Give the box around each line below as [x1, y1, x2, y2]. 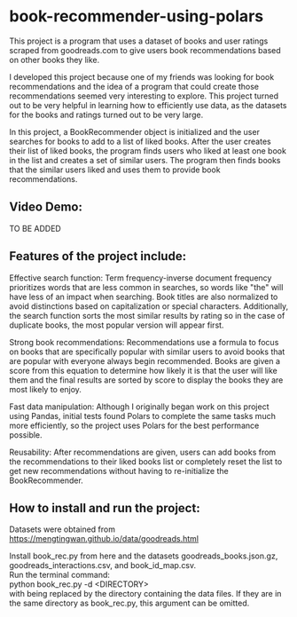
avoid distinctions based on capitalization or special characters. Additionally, [9, 300, 289, 312]
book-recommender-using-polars [9, 6, 264, 27]
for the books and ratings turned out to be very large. [9, 109, 204, 120]
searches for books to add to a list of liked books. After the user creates [9, 136, 272, 146]
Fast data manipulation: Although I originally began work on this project [9, 401, 270, 412]
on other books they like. [9, 54, 100, 65]
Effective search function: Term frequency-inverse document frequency [9, 273, 272, 283]
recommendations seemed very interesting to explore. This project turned [9, 91, 279, 101]
